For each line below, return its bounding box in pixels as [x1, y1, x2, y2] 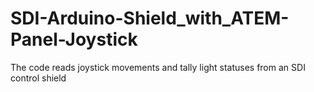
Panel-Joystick [10, 28, 138, 51]
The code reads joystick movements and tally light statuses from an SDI [10, 61, 306, 73]
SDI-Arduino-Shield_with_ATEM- [10, 7, 290, 30]
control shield [10, 72, 67, 84]
